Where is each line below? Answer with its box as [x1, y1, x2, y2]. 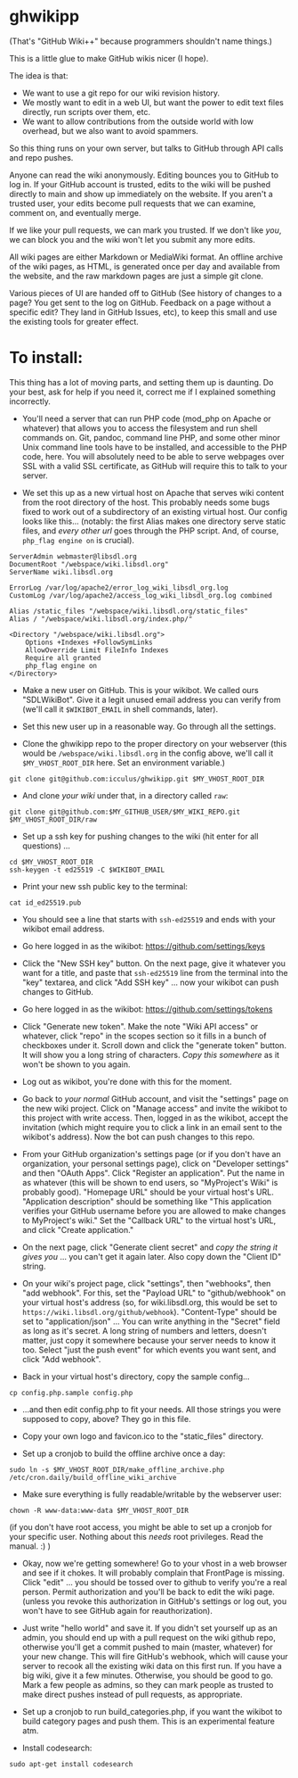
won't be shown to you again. [21, 1059, 131, 1070]
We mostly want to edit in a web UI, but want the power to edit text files [21, 96, 285, 108]
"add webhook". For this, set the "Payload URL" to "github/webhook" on [21, 1287, 286, 1298]
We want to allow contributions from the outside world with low [21, 116, 254, 127]
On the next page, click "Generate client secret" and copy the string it [21, 1242, 278, 1253]
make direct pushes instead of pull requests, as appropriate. [21, 1689, 243, 1699]
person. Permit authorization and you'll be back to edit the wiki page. [21, 1586, 276, 1597]
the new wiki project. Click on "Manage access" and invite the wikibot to [21, 1103, 287, 1113]
